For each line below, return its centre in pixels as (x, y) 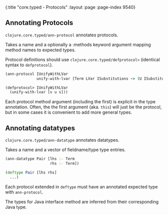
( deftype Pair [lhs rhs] (31, 172)
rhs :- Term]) (64, 164)
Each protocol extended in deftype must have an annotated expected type (81, 187)
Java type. (16, 207)
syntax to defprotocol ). (29, 65)
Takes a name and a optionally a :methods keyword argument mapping (78, 44)
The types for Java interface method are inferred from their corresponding (82, 202)
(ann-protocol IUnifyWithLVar (37, 74)
